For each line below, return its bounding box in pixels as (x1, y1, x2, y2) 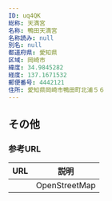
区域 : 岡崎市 (8, 57, 46, 65)
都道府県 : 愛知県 (8, 49, 58, 57)
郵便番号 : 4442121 (8, 78, 66, 86)
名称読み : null (8, 33, 54, 42)
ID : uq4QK (8, 11, 42, 20)
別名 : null (8, 41, 42, 49)
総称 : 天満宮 (8, 19, 46, 27)
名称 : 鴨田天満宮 (8, 26, 58, 34)
